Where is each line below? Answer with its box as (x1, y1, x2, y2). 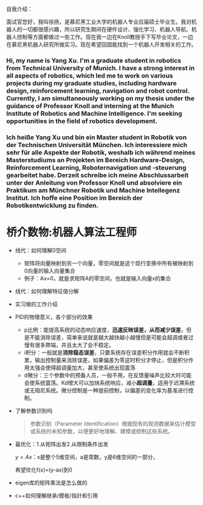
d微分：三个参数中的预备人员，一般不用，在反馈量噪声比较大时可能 (24, 371, 192, 378)
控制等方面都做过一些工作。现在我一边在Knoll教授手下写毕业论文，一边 (16, 33, 193, 41)
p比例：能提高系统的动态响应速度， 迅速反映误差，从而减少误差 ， (24, 326, 187, 333)
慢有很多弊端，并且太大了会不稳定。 (24, 341, 115, 348)
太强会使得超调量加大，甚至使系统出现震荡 (29, 364, 136, 371)
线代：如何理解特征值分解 (14, 287, 79, 295)
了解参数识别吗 (14, 407, 53, 414)
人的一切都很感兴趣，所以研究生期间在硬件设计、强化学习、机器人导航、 (11, 26, 192, 33)
